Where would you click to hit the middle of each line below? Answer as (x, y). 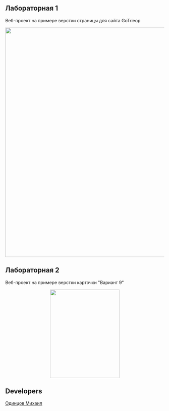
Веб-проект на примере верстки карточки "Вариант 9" (65, 282)
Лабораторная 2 (32, 270)
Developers (24, 391)
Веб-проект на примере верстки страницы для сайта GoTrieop (73, 20)
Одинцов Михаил (24, 403)
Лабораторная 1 (32, 8)
